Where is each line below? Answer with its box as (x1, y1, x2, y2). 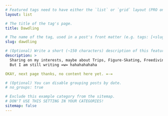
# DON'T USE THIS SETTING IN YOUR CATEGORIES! (5, 98, 104, 104)
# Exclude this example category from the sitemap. (5, 94, 115, 99)
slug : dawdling (5, 39, 37, 44)
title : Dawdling (5, 25, 39, 30)
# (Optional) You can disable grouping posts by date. (5, 80, 122, 85)
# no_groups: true (5, 85, 43, 90)
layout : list (5, 12, 32, 17)
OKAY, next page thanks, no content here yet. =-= (5, 71, 113, 76)
